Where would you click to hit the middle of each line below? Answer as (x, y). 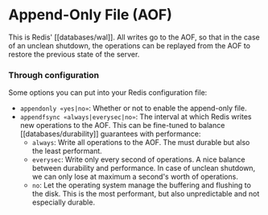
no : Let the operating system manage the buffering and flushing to (142, 185)
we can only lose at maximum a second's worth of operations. (135, 177)
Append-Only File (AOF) (91, 15)
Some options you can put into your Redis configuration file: (108, 93)
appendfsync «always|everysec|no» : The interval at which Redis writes (136, 117)
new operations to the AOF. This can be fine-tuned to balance (122, 126)
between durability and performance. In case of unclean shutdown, (144, 168)
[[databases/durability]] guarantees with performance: (110, 134)
